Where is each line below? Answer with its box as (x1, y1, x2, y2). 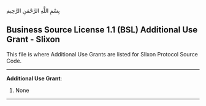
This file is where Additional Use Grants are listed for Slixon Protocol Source (6, 50, 198, 58)
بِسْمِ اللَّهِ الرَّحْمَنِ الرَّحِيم (6, 7, 60, 14)
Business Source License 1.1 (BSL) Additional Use (6, 25, 198, 35)
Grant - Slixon (6, 34, 60, 45)
